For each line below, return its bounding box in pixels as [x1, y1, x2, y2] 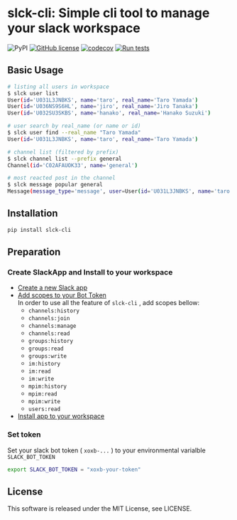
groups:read [28, 345, 64, 353]
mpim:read [28, 391, 58, 398]
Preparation [7, 246, 61, 258]
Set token [7, 430, 41, 440]
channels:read [28, 330, 70, 337]
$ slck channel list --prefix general [7, 155, 122, 162]
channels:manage [28, 322, 77, 330]
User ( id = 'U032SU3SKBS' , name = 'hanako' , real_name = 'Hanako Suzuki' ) [7, 110, 211, 117]
